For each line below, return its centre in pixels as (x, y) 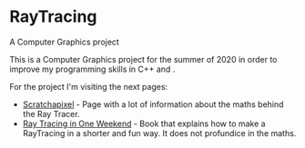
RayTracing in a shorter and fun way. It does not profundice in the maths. (159, 133)
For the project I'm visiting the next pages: (89, 86)
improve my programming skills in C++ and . (92, 69)
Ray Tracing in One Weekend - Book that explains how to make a (144, 123)
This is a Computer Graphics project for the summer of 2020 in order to (143, 59)
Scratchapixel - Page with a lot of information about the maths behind (153, 104)
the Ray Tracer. (51, 113)
